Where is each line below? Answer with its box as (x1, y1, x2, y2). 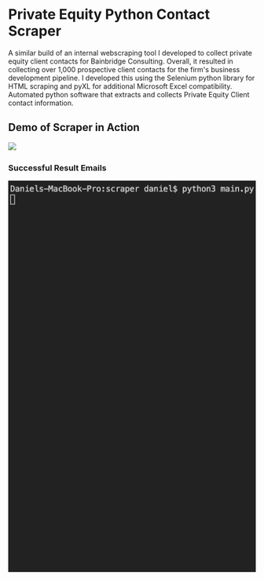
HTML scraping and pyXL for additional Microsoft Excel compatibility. (8, 81, 233, 91)
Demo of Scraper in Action (8, 121, 140, 134)
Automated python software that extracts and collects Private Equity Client (8, 89, 250, 99)
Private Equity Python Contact (8, 5, 211, 24)
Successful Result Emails (8, 162, 107, 173)
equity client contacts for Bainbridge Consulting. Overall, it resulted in (8, 57, 233, 66)
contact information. (8, 98, 74, 108)
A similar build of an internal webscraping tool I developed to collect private (8, 48, 253, 57)
